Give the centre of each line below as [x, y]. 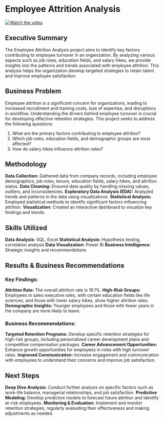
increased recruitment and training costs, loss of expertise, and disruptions [81, 108]
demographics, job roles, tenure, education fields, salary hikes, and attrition [81, 181]
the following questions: [29, 124]
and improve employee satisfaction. [41, 76]
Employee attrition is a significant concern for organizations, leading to [76, 103]
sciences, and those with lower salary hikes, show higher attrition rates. [77, 300]
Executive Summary [36, 38]
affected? [22, 143]
